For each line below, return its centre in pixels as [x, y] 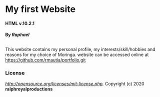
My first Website [40, 9]
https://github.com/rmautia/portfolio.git [45, 60]
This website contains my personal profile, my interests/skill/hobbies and [80, 49]
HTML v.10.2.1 [20, 23]
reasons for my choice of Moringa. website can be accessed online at [77, 54]
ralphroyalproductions [29, 89]
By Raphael [17, 35]
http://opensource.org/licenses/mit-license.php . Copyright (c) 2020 [75, 84]
